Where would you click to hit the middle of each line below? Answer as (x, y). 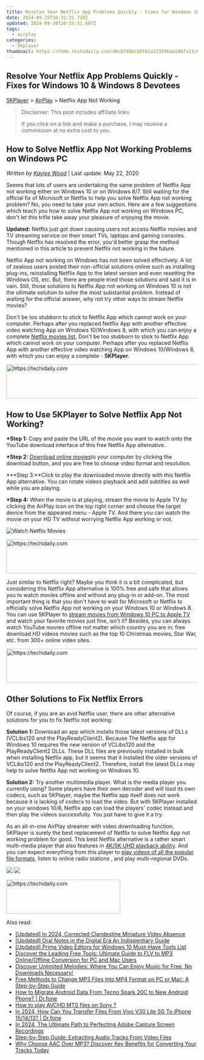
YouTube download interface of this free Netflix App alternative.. (87, 445)
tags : (13, 29)
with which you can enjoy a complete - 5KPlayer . (68, 356)
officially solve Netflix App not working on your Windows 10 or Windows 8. (100, 608)
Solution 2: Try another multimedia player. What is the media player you (96, 782)
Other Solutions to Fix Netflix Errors (75, 699)
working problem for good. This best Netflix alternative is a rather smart (96, 839)
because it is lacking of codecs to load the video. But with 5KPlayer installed (102, 802)
